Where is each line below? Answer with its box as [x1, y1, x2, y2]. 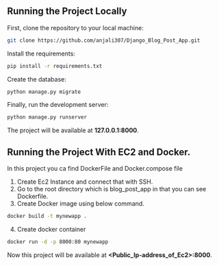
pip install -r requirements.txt [7, 62, 103, 69]
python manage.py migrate [7, 88, 81, 95]
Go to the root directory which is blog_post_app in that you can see [16, 185, 207, 193]
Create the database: [7, 75, 67, 83]
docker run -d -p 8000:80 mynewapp [7, 239, 109, 245]
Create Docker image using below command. [16, 199, 145, 208]
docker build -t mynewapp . [7, 213, 88, 220]
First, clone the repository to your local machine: [7, 23, 144, 32]
